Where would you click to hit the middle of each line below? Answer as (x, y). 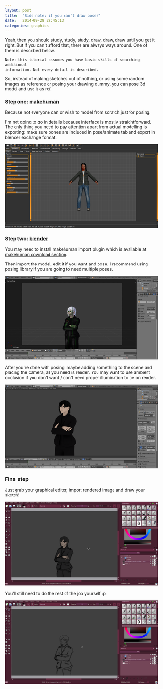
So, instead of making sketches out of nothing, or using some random (75, 79)
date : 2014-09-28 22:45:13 (34, 20)
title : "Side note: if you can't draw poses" (53, 15)
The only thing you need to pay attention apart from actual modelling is (76, 127)
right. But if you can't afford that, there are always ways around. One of (76, 45)
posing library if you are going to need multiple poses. (59, 269)
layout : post (18, 10)
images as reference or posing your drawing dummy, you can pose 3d (75, 84)
